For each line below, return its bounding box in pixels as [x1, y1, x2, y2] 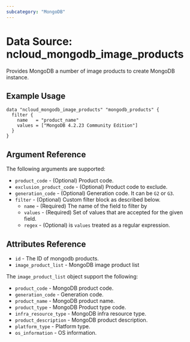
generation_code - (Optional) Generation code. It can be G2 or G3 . [14, 190, 175, 197]
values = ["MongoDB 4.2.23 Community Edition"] [17, 122, 138, 129]
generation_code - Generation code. [14, 291, 104, 298]
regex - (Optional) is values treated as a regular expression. [23, 221, 171, 229]
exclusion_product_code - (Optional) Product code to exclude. [14, 184, 168, 191]
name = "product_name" [17, 118, 79, 124]
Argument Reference [6, 149, 86, 160]
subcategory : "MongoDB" [6, 8, 66, 15]
